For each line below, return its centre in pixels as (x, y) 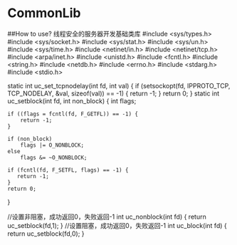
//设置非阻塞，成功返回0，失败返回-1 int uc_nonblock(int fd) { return (107, 217)
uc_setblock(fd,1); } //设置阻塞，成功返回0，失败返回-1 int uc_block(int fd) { (117, 225)
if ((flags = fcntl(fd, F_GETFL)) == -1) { (73, 114)
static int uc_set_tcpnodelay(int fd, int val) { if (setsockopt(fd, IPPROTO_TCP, (119, 85)
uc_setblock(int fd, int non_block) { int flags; (72, 100)
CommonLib (44, 13)
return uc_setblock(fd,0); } (46, 234)
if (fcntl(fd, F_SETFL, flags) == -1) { (68, 170)
